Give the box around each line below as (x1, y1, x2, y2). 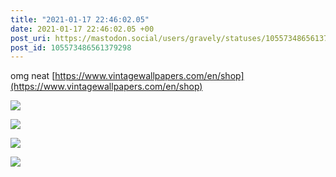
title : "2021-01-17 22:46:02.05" (10, 14, 150, 25)
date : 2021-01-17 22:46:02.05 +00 (10, 24, 155, 34)
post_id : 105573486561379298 (10, 42, 132, 53)
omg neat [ (10, 70, 56, 82)
